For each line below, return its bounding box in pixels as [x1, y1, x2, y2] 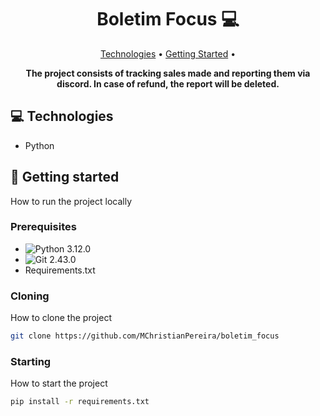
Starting [10, 354, 52, 368]
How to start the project [10, 377, 108, 390]
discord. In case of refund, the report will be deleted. [56, 77, 280, 90]
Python [24, 139, 55, 151]
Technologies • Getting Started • [99, 47, 237, 60]
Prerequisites [10, 220, 77, 234]
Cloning [10, 289, 50, 303]
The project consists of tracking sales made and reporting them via [25, 67, 311, 79]
